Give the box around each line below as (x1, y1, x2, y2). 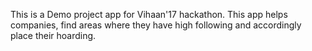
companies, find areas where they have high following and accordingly (10, 19, 302, 31)
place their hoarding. (10, 30, 97, 41)
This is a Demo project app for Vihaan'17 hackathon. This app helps (10, 9, 288, 20)
